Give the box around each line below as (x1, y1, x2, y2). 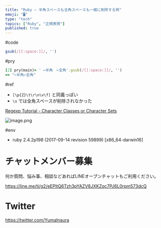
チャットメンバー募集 (5, 155, 93, 167)
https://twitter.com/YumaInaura (5, 217, 70, 223)
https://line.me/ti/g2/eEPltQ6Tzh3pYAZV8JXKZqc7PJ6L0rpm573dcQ (5, 183, 147, 189)
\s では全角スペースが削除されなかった (12, 98, 92, 104)
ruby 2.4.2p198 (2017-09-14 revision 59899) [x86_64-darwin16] (12, 136, 144, 142)
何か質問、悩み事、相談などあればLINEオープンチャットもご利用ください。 (5, 173, 159, 179)
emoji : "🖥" (5, 12, 28, 17)
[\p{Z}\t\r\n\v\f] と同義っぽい (12, 92, 78, 98)
